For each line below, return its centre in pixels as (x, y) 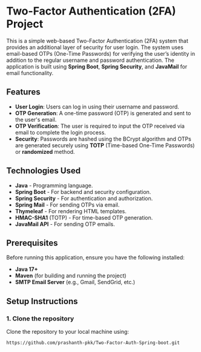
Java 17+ (26, 269)
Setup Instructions (42, 301)
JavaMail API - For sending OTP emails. (65, 224)
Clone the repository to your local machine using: (68, 332)
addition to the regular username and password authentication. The (90, 60)
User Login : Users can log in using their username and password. (97, 107)
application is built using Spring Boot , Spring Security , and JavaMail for (97, 66)
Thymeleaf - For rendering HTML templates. (71, 211)
